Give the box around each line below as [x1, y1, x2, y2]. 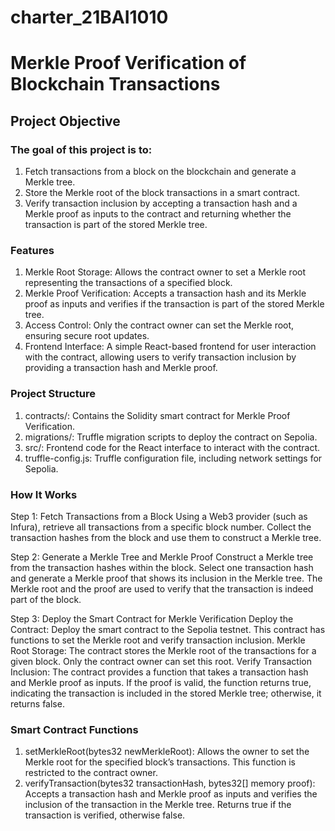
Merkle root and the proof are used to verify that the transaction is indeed [10, 582, 314, 595]
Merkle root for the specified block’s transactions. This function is [24, 756, 296, 768]
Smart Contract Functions [10, 722, 139, 736]
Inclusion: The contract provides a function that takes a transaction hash [10, 666, 309, 678]
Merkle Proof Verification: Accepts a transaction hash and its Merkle [24, 287, 307, 300]
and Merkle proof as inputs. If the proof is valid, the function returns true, [10, 676, 312, 688]
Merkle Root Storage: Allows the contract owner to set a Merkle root [24, 266, 307, 278]
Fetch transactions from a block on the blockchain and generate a [24, 166, 297, 178]
